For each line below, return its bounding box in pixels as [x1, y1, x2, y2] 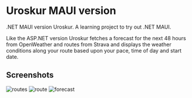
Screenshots [6, 70, 54, 80]
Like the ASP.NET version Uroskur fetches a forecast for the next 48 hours [6, 34, 186, 41]
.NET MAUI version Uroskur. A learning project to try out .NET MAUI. [6, 23, 171, 30]
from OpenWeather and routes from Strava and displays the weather [6, 41, 171, 48]
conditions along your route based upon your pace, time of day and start [6, 47, 182, 54]
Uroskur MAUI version [6, 4, 116, 17]
